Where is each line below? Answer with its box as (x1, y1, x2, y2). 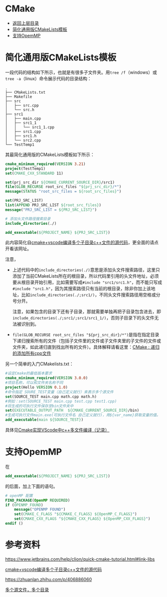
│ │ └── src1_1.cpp (5, 125, 55, 130)
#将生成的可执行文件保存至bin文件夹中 (5, 403, 74, 409)
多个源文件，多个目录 (5, 587, 49, 593)
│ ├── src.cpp (5, 103, 39, 108)
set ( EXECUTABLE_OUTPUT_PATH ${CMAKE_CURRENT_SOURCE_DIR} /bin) (5, 408, 140, 413)
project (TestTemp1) (5, 166, 46, 171)
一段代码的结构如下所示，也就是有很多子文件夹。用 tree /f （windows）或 (5, 69, 157, 75)
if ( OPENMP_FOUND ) (5, 502, 43, 507)
